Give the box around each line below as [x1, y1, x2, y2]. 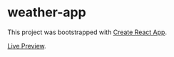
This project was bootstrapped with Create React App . [7, 28, 168, 36]
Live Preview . [7, 41, 46, 50]
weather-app [7, 4, 87, 21]
